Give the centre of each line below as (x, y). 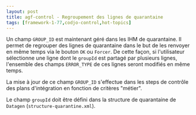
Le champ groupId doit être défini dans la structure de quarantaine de (91, 100)
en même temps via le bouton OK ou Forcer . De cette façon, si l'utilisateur (96, 52)
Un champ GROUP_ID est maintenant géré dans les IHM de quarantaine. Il (94, 40)
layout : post (22, 11)
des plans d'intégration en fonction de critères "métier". (74, 88)
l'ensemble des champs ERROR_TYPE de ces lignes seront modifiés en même (98, 64)
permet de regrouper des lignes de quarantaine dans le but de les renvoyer (98, 45)
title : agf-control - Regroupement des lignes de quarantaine (85, 17)
